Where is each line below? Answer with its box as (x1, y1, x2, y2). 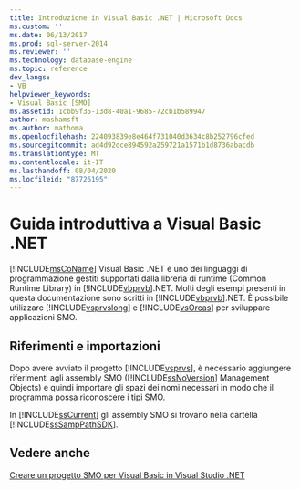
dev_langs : (9, 73, 51, 82)
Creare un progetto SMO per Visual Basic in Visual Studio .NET (9, 469, 245, 480)
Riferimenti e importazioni (9, 339, 161, 354)
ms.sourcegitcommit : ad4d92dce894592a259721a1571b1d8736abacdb (9, 141, 255, 150)
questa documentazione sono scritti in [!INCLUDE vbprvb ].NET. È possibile (9, 293, 289, 304)
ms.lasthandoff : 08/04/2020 (9, 166, 117, 175)
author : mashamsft (9, 115, 79, 124)
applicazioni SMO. (9, 312, 78, 323)
